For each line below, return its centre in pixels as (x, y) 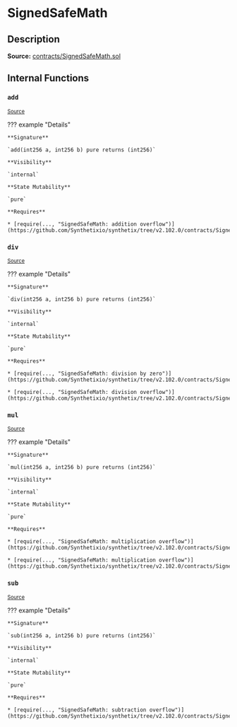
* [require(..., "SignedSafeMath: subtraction (77, 710)
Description (34, 39)
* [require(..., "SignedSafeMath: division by (77, 373)
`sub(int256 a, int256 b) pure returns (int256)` (82, 635)
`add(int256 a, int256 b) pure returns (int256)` (82, 150)
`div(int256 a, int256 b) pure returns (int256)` (82, 299)
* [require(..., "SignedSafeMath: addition (72, 224)
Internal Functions (48, 78)
